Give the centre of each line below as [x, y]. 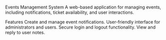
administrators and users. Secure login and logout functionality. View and [81, 27]
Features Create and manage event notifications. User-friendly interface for [83, 22]
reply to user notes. [25, 32]
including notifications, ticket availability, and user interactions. [70, 12]
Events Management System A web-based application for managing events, [83, 7]
